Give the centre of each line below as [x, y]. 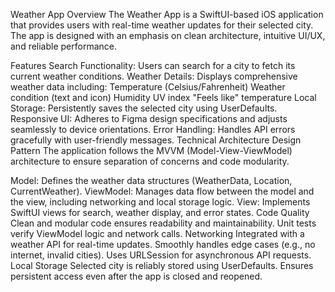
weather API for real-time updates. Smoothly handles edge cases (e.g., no [163, 244]
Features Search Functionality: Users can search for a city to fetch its [153, 65]
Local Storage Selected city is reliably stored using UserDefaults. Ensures [162, 265]
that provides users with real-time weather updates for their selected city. [162, 25]
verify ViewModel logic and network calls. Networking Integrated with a [157, 233]
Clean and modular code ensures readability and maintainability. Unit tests [163, 223]
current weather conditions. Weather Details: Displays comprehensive [154, 76]
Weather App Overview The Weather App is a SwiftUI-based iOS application [167, 14]
